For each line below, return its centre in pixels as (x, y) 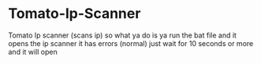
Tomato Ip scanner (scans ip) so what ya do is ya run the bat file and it (122, 35)
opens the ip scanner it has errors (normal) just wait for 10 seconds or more (131, 43)
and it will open (33, 52)
